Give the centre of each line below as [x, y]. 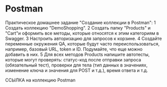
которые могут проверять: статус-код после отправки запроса [73, 59]
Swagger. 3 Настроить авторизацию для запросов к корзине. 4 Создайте [83, 38]
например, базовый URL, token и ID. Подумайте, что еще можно [74, 49]
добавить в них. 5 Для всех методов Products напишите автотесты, [77, 54]
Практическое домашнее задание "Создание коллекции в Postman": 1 [81, 22]
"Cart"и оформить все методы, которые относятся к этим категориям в [82, 33]
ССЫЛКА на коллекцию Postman [40, 80]
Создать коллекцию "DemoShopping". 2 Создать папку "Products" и [78, 27]
